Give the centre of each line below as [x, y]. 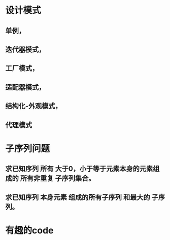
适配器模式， [25, 87]
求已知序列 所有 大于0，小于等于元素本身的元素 [79, 169]
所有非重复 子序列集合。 [58, 178]
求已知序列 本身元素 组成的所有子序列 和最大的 [78, 197]
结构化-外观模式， [33, 106]
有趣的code [29, 230]
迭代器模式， [25, 49]
